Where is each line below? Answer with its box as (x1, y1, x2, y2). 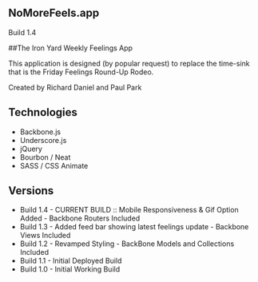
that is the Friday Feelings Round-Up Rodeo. (8, 67, 154, 77)
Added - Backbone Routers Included (19, 213, 141, 223)
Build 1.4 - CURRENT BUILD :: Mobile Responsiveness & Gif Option (19, 205, 240, 215)
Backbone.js (19, 127, 62, 137)
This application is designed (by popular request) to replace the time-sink (8, 58, 250, 68)
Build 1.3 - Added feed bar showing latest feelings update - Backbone (19, 222, 249, 232)
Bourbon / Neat (19, 152, 71, 162)
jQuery (19, 144, 42, 153)
